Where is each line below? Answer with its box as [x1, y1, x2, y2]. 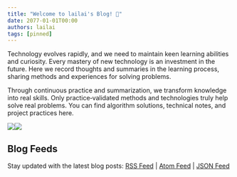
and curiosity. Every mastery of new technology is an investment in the [7, 58, 216, 66]
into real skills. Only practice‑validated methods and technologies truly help [7, 94, 228, 102]
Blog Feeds [7, 143, 58, 155]
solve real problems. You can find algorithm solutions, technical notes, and [7, 101, 226, 110]
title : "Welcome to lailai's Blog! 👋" [7, 10, 122, 18]
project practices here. [7, 109, 74, 117]
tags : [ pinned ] [7, 30, 53, 38]
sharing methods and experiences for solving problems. [7, 73, 172, 81]
